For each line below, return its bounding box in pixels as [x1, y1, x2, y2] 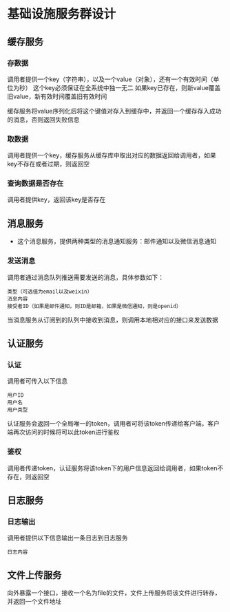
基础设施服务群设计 [7, 6, 116, 22]
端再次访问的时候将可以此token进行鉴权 [7, 428, 120, 437]
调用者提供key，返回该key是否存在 [7, 195, 106, 204]
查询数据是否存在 [7, 179, 64, 188]
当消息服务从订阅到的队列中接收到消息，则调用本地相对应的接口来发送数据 [7, 316, 218, 324]
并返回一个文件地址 [7, 598, 62, 606]
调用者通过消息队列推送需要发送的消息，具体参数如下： [7, 273, 164, 281]
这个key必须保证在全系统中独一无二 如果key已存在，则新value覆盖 [32, 83, 221, 91]
